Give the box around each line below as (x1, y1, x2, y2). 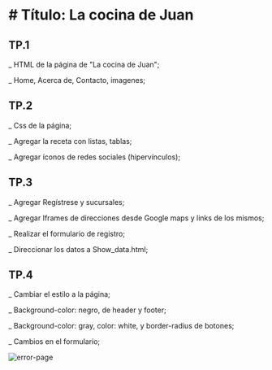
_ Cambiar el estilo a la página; (8, 289, 111, 299)
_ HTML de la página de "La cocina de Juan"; (8, 59, 160, 69)
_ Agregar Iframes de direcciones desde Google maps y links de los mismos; (8, 213, 265, 223)
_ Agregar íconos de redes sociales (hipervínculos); (8, 152, 181, 162)
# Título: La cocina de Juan (8, 6, 194, 24)
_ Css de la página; (8, 120, 72, 130)
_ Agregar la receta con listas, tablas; (8, 136, 132, 146)
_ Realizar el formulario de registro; (8, 229, 126, 238)
